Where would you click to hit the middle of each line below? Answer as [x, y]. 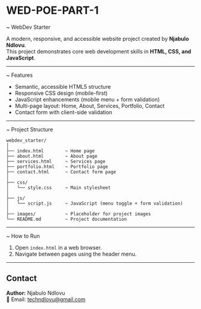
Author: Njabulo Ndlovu [36, 293]
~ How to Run [23, 236]
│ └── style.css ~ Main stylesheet [59, 187]
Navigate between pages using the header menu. [76, 254]
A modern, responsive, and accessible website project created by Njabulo [98, 38]
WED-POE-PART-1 [52, 10]
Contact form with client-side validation [63, 112]
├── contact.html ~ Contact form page [61, 172]
